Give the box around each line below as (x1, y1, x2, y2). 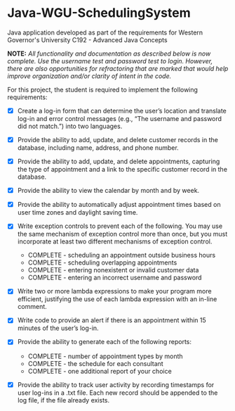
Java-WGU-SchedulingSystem (7, 5, 191, 21)
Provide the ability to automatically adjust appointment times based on (17, 201, 221, 209)
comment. (17, 303, 47, 311)
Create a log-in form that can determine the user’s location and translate (17, 106, 227, 115)
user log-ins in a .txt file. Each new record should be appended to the (17, 388, 218, 397)
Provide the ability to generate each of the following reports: (17, 338, 192, 346)
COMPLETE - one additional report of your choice (27, 367, 172, 375)
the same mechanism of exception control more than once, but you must (17, 230, 228, 239)
